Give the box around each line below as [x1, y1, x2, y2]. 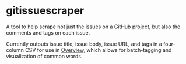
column [6, 46, 24, 53]
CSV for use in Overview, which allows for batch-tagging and [25, 46, 172, 53]
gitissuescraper [6, 4, 85, 17]
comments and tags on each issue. [6, 29, 90, 36]
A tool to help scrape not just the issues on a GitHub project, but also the [6, 23, 181, 30]
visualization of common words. [6, 52, 83, 59]
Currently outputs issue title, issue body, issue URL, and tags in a [6, 40, 162, 47]
